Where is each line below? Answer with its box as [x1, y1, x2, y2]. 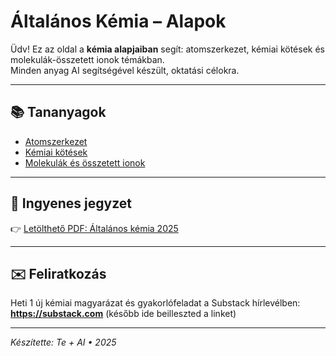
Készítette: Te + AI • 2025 [10, 336, 117, 349]
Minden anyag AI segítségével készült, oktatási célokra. [10, 64, 240, 76]
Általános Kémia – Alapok [10, 10, 227, 33]
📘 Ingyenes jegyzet [10, 195, 133, 212]
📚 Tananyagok [10, 104, 107, 121]
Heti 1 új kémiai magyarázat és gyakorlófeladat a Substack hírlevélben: [10, 297, 301, 309]
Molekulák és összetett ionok [24, 156, 146, 169]
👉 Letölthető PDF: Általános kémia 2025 [10, 222, 179, 234]
